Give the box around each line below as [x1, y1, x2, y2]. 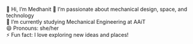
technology [6, 12, 34, 19]
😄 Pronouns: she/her [6, 24, 59, 32]
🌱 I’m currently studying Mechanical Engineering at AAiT [6, 18, 146, 25]
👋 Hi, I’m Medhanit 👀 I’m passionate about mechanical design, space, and [6, 6, 188, 12]
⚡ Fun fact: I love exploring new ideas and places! [6, 32, 129, 38]
